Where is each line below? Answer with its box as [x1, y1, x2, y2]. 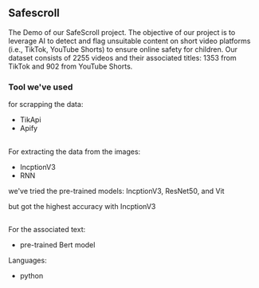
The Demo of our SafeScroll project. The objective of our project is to [8, 27, 236, 37]
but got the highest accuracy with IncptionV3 [8, 201, 156, 211]
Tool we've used [8, 81, 73, 93]
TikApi [19, 115, 41, 124]
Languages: [8, 255, 47, 265]
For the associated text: [8, 224, 86, 234]
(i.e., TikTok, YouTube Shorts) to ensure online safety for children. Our [8, 44, 237, 54]
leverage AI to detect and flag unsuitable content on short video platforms [8, 36, 251, 45]
